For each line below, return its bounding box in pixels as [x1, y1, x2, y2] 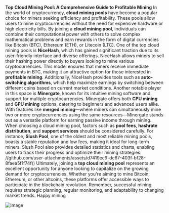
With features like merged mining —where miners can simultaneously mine [5, 106, 161, 112]
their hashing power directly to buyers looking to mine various [5, 58, 135, 64]
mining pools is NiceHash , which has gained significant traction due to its [5, 48, 159, 53]
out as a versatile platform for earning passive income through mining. [5, 117, 152, 123]
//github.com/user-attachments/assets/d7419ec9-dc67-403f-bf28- [5, 155, 146, 161]
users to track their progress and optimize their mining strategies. [5, 149, 142, 155]
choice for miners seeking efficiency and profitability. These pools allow [5, 15, 155, 21]
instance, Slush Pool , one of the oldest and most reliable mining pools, [5, 134, 153, 139]
